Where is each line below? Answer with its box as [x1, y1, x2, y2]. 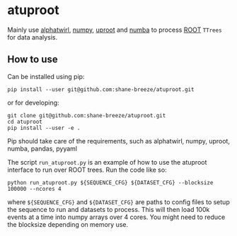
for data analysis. [7, 33, 58, 41]
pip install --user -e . [7, 124, 81, 131]
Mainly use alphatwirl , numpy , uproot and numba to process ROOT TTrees [7, 25, 222, 34]
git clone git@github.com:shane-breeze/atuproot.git [7, 112, 166, 119]
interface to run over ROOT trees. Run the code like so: [7, 165, 168, 174]
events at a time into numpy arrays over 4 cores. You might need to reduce [7, 213, 226, 221]
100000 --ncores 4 [7, 185, 62, 192]
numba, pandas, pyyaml [7, 144, 78, 153]
